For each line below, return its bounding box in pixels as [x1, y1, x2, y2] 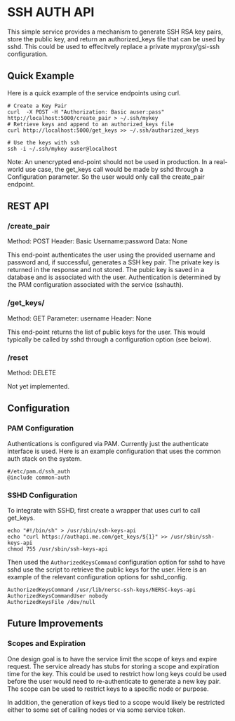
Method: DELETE [7, 369, 56, 377]
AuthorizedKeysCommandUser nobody [7, 593, 109, 600]
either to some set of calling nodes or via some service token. [7, 706, 186, 714]
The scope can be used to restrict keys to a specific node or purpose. [7, 685, 209, 693]
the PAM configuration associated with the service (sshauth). [7, 281, 184, 289]
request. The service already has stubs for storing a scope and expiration [7, 662, 220, 671]
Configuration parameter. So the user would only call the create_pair [7, 173, 205, 181]
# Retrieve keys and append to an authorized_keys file [7, 121, 174, 128]
